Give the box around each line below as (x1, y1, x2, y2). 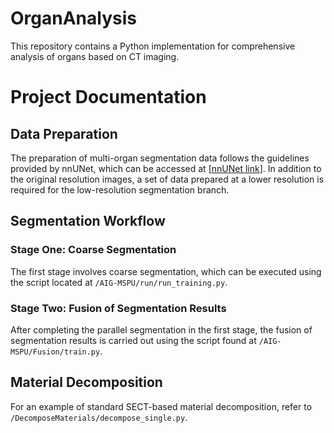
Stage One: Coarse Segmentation (10, 243, 177, 257)
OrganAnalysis (10, 7, 137, 30)
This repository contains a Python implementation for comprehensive (10, 40, 296, 52)
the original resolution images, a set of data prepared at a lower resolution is (10, 173, 325, 185)
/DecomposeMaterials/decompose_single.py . (10, 411, 188, 423)
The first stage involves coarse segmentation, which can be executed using (10, 265, 322, 277)
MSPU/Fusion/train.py (10, 347, 101, 357)
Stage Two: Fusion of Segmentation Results (10, 301, 227, 315)
